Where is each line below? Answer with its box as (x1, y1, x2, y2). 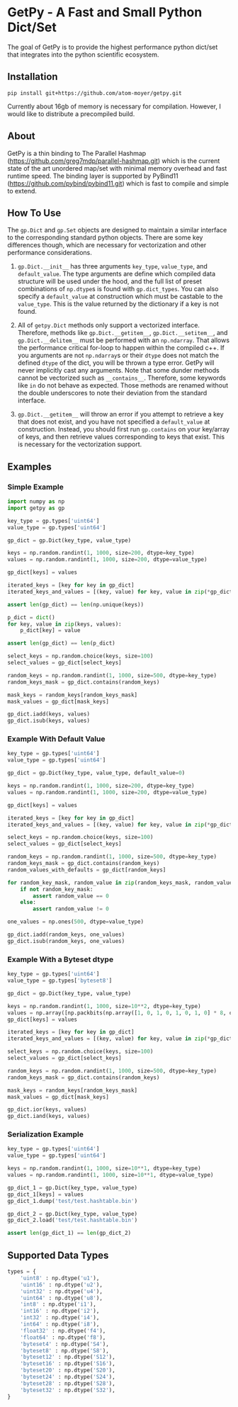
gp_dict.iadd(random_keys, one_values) (7, 931, 125, 939)
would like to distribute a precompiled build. (7, 109, 135, 118)
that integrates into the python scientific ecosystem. (7, 50, 159, 59)
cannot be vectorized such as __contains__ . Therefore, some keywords (17, 373, 227, 383)
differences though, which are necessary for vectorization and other (7, 241, 207, 249)
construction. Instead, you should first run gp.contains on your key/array (17, 425, 230, 434)
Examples (7, 460, 52, 473)
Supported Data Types (7, 1249, 109, 1261)
